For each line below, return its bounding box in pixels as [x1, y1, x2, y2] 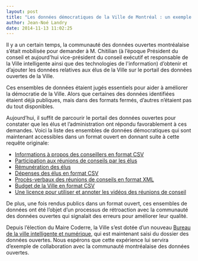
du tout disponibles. [6, 103, 54, 110]
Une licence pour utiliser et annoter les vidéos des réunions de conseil [14, 188, 186, 195]
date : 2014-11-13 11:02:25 [6, 25, 73, 31]
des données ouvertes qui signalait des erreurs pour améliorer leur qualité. [6, 213, 188, 220]
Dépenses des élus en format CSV [14, 169, 99, 177]
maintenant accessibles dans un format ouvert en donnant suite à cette [6, 133, 180, 141]
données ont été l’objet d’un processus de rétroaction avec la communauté [6, 206, 189, 213]
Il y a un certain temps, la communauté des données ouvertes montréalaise [6, 41, 190, 48]
